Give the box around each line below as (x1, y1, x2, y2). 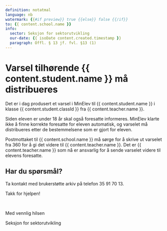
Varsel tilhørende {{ (5, 62, 90, 73)
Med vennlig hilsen (5, 210, 45, 216)
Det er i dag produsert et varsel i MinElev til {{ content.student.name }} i (5, 100, 155, 106)
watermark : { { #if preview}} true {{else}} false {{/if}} (5, 17, 128, 22)
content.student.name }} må (5, 73, 128, 84)
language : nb (5, 12, 33, 17)
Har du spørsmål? (5, 167, 62, 176)
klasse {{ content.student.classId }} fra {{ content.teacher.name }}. (5, 106, 145, 112)
